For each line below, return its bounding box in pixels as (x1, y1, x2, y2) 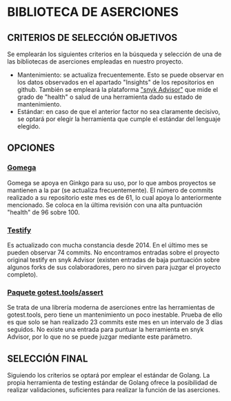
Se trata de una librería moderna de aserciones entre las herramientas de (7, 304, 215, 312)
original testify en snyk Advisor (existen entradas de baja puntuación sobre (7, 255, 221, 263)
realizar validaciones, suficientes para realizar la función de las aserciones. (7, 386, 221, 394)
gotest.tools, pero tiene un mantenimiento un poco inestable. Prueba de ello (7, 310, 223, 319)
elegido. (17, 122, 41, 130)
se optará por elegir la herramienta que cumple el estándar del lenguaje (17, 115, 221, 123)
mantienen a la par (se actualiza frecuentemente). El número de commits (7, 186, 214, 194)
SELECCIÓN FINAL (7, 353, 88, 364)
